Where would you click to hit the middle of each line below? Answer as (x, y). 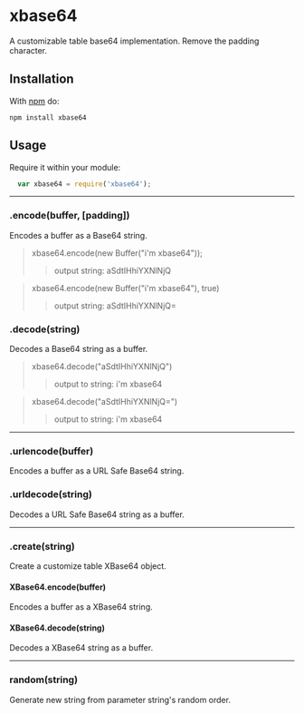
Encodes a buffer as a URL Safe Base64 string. (97, 471)
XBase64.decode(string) (57, 628)
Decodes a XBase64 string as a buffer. (81, 648)
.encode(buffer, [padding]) (70, 216)
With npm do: (35, 101)
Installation (42, 79)
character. (28, 50)
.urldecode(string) (51, 494)
